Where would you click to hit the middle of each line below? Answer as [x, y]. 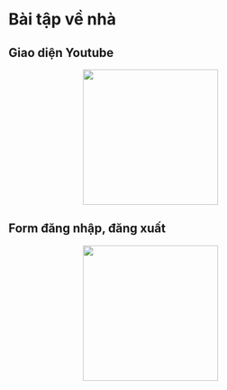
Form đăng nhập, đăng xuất [87, 229]
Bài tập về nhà [62, 19]
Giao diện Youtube [61, 53]
